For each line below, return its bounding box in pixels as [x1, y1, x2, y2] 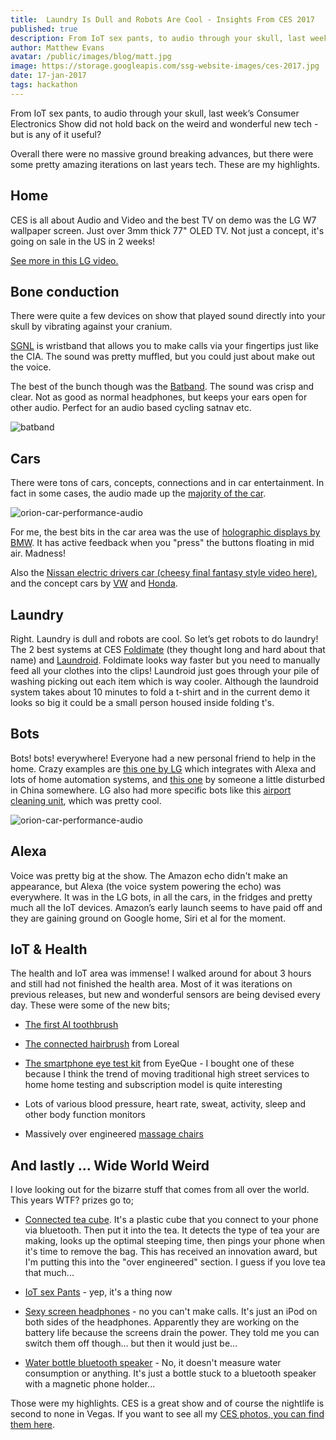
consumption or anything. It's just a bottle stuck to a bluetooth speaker [24, 1367, 317, 1380]
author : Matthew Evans [10, 42, 105, 53]
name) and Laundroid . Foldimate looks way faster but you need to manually [10, 654, 321, 666]
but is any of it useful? [10, 128, 102, 140]
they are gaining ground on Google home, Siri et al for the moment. [10, 912, 287, 924]
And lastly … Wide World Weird [10, 1157, 210, 1174]
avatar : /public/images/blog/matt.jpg [10, 52, 172, 62]
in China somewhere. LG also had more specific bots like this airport [10, 784, 292, 796]
